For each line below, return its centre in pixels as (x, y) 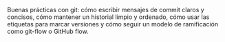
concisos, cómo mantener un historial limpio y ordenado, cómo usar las (108, 17)
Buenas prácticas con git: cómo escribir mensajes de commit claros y (106, 10)
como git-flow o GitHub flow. (48, 31)
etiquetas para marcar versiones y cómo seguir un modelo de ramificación (113, 24)
